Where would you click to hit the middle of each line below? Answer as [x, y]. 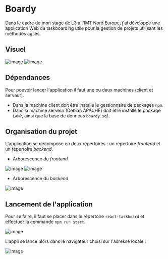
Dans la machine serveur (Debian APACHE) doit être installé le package [87, 110]
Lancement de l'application [49, 204]
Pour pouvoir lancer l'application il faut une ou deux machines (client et [79, 90]
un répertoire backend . [29, 149]
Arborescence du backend [40, 179]
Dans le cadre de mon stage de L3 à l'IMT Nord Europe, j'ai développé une [83, 23]
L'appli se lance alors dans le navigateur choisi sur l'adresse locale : [76, 241]
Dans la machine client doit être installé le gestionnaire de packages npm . [88, 105]
